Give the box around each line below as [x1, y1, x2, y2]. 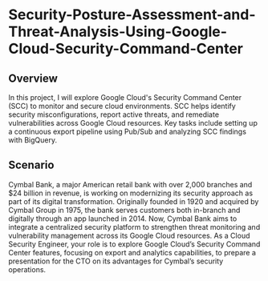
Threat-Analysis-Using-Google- [8, 22, 227, 41]
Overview [8, 71, 59, 85]
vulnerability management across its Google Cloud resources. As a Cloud [8, 231, 250, 240]
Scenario [8, 159, 55, 172]
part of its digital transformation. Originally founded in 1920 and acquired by [8, 196, 259, 206]
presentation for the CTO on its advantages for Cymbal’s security [8, 256, 224, 266]
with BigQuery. [8, 135, 58, 145]
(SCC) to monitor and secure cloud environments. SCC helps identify [8, 102, 237, 110]
